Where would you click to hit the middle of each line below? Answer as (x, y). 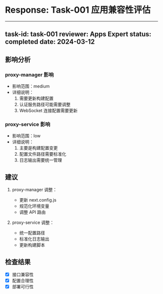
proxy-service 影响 (28, 124)
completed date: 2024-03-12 (50, 42)
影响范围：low (26, 136)
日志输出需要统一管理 (41, 160)
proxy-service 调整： (33, 222)
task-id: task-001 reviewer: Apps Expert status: (78, 34)
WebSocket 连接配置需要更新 (48, 110)
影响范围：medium (31, 86)
